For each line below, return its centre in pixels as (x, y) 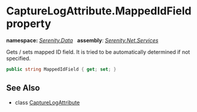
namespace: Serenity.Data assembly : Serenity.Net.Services (82, 40)
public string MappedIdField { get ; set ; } (61, 69)
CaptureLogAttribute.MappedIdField (99, 11)
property (29, 24)
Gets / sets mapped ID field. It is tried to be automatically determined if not (98, 52)
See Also (23, 88)
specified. (19, 58)
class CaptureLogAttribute (47, 102)
